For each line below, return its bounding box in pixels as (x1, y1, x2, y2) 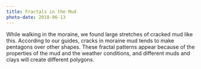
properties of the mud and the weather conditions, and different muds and (6, 49, 191, 57)
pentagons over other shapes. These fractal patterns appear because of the (6, 43, 195, 51)
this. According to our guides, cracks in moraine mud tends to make (6, 37, 175, 44)
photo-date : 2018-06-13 (6, 14, 66, 20)
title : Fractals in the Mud (6, 8, 77, 15)
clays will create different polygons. (6, 56, 94, 63)
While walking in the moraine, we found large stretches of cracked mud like (6, 30, 193, 37)
